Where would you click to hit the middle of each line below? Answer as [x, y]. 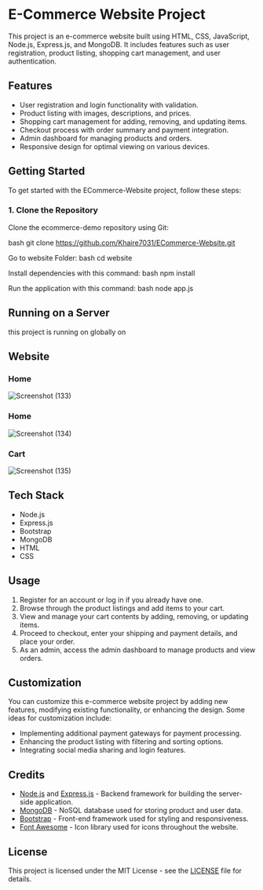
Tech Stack [36, 496]
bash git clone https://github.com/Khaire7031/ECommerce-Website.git [122, 243]
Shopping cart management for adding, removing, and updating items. [133, 121]
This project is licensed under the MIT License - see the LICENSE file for [125, 871]
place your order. [47, 641]
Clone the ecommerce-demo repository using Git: [88, 227]
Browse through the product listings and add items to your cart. [122, 608]
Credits [27, 775]
